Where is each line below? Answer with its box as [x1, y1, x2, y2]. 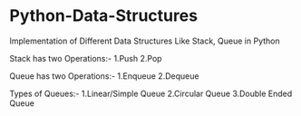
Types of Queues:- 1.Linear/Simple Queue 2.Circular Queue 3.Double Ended [9, 88, 293, 99]
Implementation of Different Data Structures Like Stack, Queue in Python [9, 35, 280, 46]
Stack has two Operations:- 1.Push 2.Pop [9, 53, 162, 63]
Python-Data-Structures [9, 5, 198, 26]
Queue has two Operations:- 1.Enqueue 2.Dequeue [9, 70, 199, 82]
